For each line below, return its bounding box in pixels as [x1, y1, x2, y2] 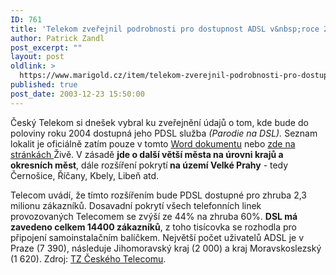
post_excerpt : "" [10, 42, 83, 53]
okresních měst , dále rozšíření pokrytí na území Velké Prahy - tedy [10, 159, 289, 171]
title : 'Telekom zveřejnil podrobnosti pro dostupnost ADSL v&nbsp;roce [10, 24, 320, 34]
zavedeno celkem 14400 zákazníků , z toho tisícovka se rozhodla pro [10, 221, 297, 233]
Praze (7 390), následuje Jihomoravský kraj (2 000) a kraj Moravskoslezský [10, 242, 322, 254]
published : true [10, 80, 78, 90]
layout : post [10, 52, 65, 62]
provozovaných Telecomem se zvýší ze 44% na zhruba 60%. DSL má [10, 210, 298, 222]
